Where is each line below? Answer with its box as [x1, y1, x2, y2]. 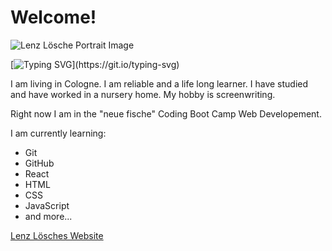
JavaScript [24, 199, 70, 211]
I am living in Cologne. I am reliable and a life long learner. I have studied [10, 77, 309, 90]
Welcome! [10, 6, 97, 29]
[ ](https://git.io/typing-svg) [10, 58, 180, 70]
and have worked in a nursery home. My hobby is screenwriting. [10, 88, 276, 100]
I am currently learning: [10, 127, 107, 139]
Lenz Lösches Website [10, 229, 104, 241]
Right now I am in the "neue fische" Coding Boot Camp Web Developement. [10, 107, 322, 120]
